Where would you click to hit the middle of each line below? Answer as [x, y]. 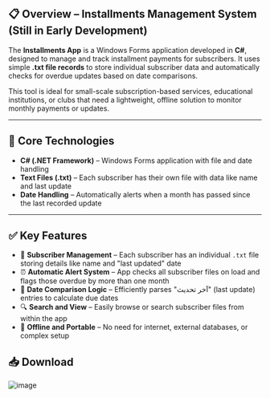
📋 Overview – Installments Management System [133, 14]
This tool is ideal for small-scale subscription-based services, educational [131, 91]
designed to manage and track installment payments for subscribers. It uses [134, 59]
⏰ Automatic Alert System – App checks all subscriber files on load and [140, 272]
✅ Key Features [48, 236]
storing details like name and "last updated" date [100, 263]
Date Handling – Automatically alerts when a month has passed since [135, 194]
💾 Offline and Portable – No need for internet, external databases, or [134, 327]
